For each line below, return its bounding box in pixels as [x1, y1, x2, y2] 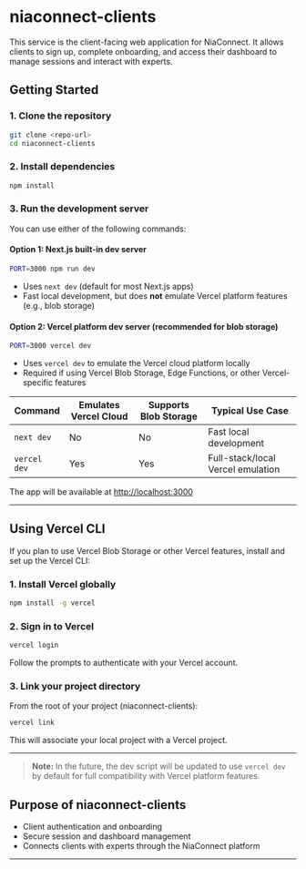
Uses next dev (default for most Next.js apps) [22, 281, 194, 291]
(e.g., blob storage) [22, 300, 96, 311]
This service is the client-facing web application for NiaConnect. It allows [9, 36, 284, 47]
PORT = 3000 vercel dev [9, 342, 92, 351]
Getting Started [9, 82, 99, 97]
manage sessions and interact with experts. [9, 56, 173, 66]
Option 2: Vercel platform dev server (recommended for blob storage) [9, 321, 279, 332]
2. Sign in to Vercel [9, 619, 94, 632]
